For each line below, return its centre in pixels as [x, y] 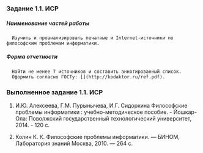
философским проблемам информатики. [53, 43]
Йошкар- [185, 112]
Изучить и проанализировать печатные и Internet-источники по [93, 38]
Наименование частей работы [48, 23]
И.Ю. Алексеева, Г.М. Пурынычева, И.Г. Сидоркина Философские [101, 106]
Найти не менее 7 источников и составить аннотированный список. [97, 72]
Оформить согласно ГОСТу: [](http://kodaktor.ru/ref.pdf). [89, 77]
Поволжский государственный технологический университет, [110, 119]
